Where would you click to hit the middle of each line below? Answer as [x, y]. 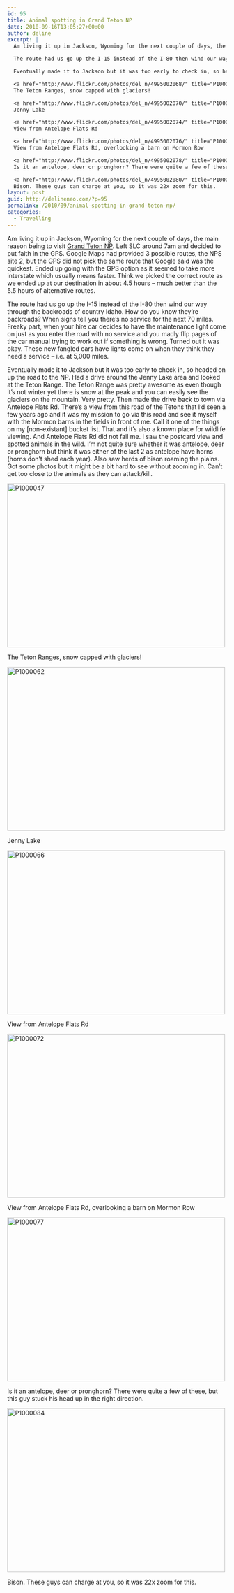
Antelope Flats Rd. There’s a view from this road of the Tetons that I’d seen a [117, 407]
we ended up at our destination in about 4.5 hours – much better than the [112, 283]
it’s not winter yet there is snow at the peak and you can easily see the [108, 391]
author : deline [29, 33]
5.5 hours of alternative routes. [52, 290]
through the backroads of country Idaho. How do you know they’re [103, 311]
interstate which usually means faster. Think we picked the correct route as [115, 275]
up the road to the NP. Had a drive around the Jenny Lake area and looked [114, 377]
